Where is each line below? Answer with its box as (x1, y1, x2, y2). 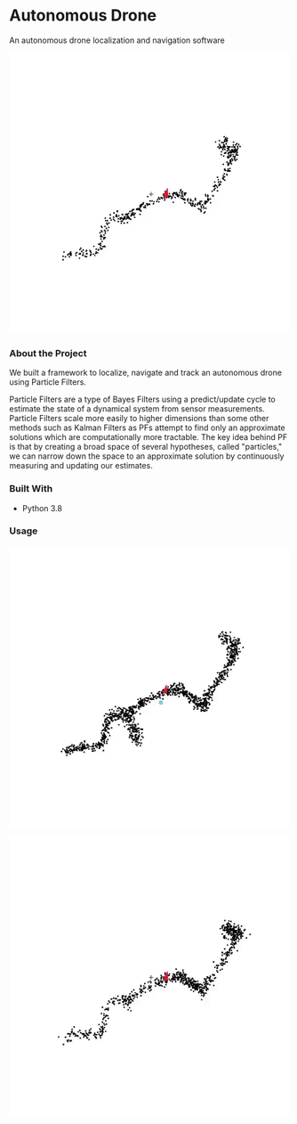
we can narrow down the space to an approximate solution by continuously (9, 451, 285, 461)
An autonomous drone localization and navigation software (9, 35, 225, 45)
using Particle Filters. (9, 377, 87, 387)
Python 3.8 (21, 502, 62, 513)
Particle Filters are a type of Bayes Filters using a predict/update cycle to (9, 394, 276, 405)
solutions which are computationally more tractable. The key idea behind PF (9, 432, 287, 443)
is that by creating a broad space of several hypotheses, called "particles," (9, 442, 283, 452)
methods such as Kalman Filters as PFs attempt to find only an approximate (9, 422, 286, 433)
